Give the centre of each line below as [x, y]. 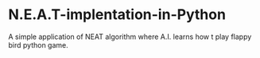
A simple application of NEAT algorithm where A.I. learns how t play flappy [130, 37]
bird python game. [39, 44]
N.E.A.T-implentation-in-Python [117, 15]
